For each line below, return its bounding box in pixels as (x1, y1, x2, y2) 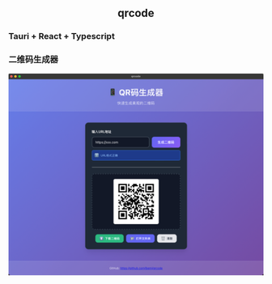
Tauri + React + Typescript (8, 31, 115, 42)
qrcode (117, 6, 155, 20)
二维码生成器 (8, 54, 59, 66)
